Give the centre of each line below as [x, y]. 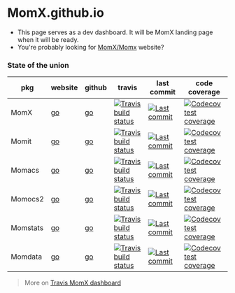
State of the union [38, 65]
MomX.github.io [56, 13]
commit [163, 92]
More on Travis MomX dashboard [72, 283]
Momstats [27, 228]
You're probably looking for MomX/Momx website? [91, 47]
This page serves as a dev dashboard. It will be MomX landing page [115, 32]
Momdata [27, 257]
